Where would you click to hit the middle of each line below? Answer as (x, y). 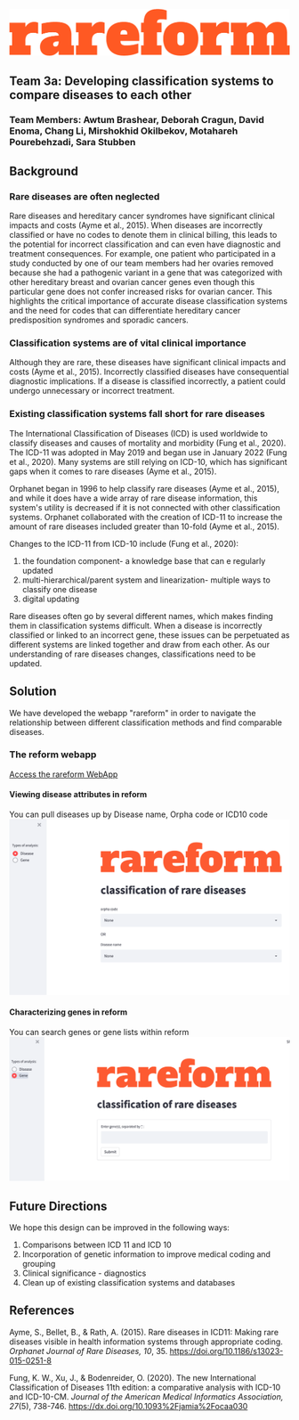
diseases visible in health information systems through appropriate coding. (146, 1342)
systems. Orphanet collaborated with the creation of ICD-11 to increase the (146, 517)
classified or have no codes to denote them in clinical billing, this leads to (143, 235)
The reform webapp (53, 755)
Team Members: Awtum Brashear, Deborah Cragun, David (137, 120)
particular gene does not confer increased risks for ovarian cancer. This (141, 292)
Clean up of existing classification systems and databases (129, 1282)
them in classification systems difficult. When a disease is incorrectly (136, 625)
